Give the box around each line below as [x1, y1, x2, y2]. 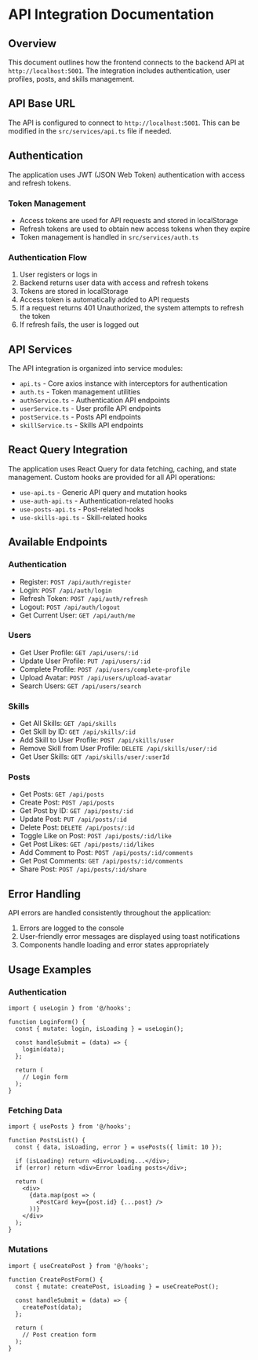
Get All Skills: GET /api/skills [19, 719, 117, 728]
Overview [8, 37, 57, 50]
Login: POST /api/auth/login [19, 585, 112, 595]
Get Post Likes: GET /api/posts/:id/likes [19, 839, 155, 849]
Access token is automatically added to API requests [19, 295, 190, 304]
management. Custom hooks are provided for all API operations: [8, 472, 216, 482]
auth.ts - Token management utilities [19, 387, 141, 397]
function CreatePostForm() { [8, 1275, 104, 1284]
